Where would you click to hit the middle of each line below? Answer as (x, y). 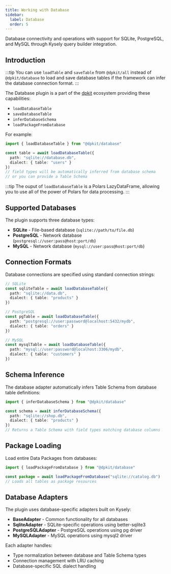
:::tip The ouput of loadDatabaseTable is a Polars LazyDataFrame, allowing (82, 186)
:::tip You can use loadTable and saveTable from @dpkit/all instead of (78, 72)
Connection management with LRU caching (58, 561)
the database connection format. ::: (42, 83)
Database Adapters (37, 497)
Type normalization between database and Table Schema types (79, 555)
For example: (19, 134)
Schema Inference (35, 375)
